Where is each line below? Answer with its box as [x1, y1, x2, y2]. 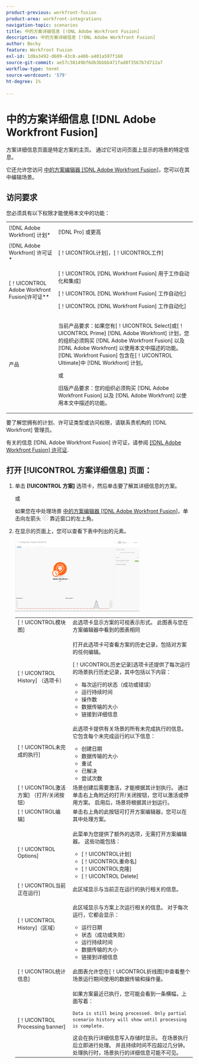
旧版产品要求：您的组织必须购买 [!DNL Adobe [58, 384, 169, 391]
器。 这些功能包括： [72, 837, 121, 845]
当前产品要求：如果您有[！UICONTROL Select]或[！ [58, 322, 185, 329]
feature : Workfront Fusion [6, 47, 73, 53]
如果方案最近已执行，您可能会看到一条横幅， [72, 990, 182, 997]
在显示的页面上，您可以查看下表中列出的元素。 [14, 527, 129, 534]
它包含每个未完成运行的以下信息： [72, 732, 156, 740]
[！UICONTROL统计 [17, 968, 66, 975]
